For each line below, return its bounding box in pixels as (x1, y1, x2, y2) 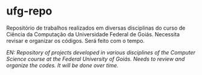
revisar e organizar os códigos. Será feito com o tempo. (6, 37, 145, 44)
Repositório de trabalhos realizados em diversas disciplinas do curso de (6, 24, 186, 31)
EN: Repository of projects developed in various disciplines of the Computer (6, 48, 195, 56)
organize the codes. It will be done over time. (6, 62, 119, 69)
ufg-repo (6, 4, 53, 18)
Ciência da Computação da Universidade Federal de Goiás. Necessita (6, 30, 180, 37)
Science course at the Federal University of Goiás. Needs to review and (6, 55, 185, 62)
